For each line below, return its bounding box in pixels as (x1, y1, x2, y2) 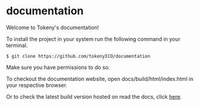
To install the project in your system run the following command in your (6, 35, 181, 42)
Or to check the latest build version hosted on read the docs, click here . (6, 93, 182, 100)
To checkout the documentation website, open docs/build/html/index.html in (6, 75, 194, 82)
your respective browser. (6, 82, 67, 89)
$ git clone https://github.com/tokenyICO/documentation (6, 53, 151, 59)
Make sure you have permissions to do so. (6, 64, 110, 71)
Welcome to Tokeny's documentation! (6, 24, 99, 31)
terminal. (6, 42, 28, 49)
